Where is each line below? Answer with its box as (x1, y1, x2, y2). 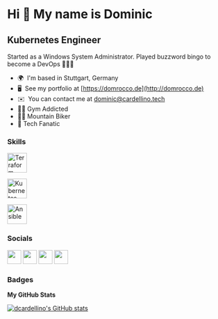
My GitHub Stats (7, 290, 56, 299)
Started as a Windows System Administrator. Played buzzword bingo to (7, 52, 211, 61)
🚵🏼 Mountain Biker (17, 112, 71, 120)
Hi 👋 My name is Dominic (7, 6, 153, 22)
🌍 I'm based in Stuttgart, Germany (17, 74, 119, 82)
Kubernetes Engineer (7, 34, 101, 46)
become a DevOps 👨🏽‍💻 (7, 60, 74, 68)
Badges (7, 274, 33, 284)
